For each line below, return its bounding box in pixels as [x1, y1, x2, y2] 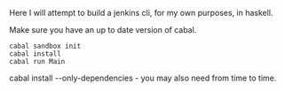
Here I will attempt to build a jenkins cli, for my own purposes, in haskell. [9, 8, 273, 18]
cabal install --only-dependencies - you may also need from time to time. [9, 73, 277, 83]
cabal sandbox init [9, 42, 82, 50]
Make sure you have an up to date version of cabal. [9, 25, 197, 34]
